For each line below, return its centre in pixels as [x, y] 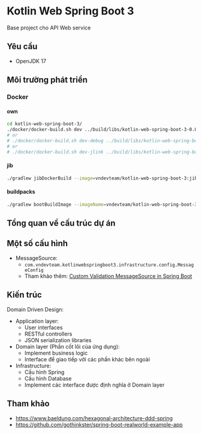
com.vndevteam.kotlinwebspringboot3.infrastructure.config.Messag [109, 265]
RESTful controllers [48, 334]
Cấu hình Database [48, 378]
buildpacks [21, 192]
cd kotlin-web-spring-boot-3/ [45, 124]
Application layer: [37, 321]
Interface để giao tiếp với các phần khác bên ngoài [87, 359]
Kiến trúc [25, 295]
